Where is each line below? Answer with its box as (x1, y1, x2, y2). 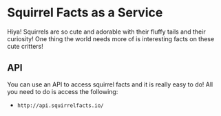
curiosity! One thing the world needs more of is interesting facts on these (7, 34, 215, 43)
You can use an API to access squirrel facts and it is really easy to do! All (7, 80, 213, 89)
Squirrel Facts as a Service (7, 5, 163, 21)
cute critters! (7, 42, 43, 50)
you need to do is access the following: (7, 87, 118, 95)
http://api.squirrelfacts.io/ (17, 102, 105, 109)
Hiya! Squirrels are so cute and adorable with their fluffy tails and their (7, 27, 206, 36)
